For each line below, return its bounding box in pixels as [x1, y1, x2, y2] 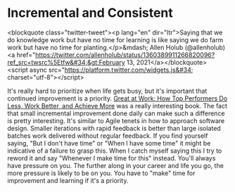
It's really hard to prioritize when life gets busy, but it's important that [7, 87, 208, 95]
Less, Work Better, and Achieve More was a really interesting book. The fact [7, 101, 227, 110]
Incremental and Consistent [7, 5, 174, 21]
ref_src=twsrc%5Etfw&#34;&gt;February [7, 58, 125, 66]
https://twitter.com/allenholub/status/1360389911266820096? [34, 51, 215, 59]
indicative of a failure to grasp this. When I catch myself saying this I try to [7, 146, 222, 155]
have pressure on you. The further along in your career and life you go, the [7, 161, 224, 169]
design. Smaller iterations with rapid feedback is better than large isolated [7, 124, 222, 132]
